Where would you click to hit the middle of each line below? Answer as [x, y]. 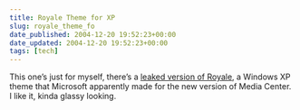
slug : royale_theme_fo [52, 26]
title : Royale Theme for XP [63, 18]
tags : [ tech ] [34, 51]
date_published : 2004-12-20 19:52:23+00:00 [93, 34]
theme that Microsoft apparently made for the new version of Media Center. [150, 87]
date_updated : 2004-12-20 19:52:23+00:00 [89, 43]
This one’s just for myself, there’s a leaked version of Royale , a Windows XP [150, 77]
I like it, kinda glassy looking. [63, 96]
